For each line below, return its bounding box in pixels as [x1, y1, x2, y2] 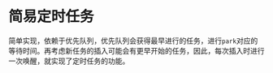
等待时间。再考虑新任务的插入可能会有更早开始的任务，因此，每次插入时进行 [8, 45, 265, 55]
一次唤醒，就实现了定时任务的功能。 [8, 56, 130, 66]
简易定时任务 [8, 7, 95, 26]
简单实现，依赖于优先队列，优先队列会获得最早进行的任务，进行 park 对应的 [8, 36, 258, 45]
